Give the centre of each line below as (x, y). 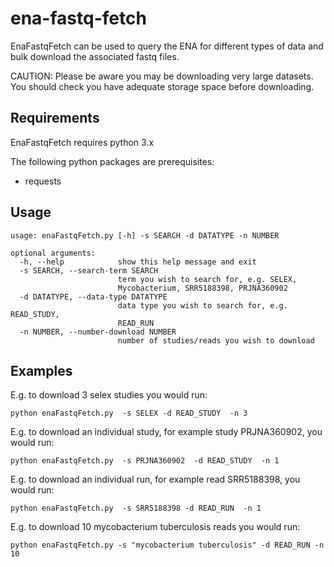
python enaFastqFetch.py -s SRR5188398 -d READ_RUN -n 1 (136, 508)
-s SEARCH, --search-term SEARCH (89, 270)
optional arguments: (53, 253)
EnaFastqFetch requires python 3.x (82, 142)
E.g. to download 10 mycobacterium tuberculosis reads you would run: (155, 527)
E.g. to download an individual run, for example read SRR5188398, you (155, 479)
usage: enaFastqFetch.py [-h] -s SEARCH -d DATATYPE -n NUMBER (145, 235)
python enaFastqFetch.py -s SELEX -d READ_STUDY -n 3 (129, 413)
